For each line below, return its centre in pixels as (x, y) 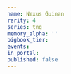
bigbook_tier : (28, 40)
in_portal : (23, 54)
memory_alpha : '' (33, 33)
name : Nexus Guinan (36, 14)
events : (19, 47)
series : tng (25, 27)
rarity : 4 (22, 20)
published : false (33, 60)
